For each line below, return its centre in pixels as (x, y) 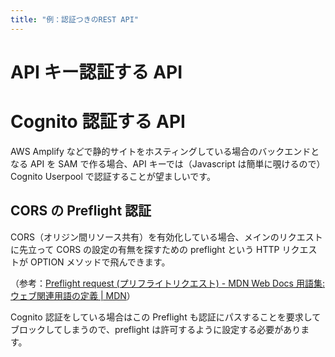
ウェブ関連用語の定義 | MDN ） (73, 295)
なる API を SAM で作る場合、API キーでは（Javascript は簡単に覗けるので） (168, 163)
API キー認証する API (96, 72)
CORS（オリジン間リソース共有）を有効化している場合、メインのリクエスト (166, 237)
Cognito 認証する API (98, 122)
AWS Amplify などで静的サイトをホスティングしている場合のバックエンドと (165, 151)
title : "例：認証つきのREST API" (74, 19)
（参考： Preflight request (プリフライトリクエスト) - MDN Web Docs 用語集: (167, 283)
